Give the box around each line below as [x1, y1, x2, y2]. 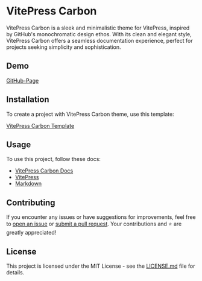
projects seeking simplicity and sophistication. [6, 43, 122, 51]
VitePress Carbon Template [6, 122, 75, 129]
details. [6, 269, 25, 276]
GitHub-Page [6, 77, 39, 84]
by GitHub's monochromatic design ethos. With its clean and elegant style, [6, 30, 192, 37]
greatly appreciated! [6, 229, 57, 236]
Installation [6, 95, 49, 105]
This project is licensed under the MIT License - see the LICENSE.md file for [6, 262, 195, 270]
